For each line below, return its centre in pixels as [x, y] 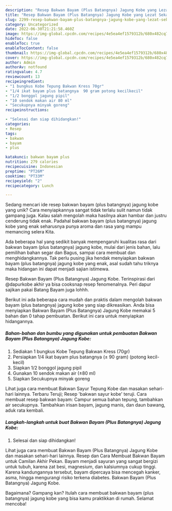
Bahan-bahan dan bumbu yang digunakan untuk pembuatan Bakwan [81, 333]
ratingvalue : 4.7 [24, 72]
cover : [12, 58]
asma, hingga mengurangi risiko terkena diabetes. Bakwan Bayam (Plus [81, 478]
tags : [11, 134]
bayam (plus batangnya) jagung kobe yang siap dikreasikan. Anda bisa [80, 305]
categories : [18, 124]
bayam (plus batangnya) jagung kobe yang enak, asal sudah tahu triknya [82, 264]
